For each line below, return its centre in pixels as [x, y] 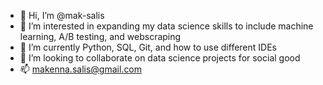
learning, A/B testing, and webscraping [100, 36]
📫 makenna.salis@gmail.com [81, 69]
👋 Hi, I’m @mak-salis [62, 15]
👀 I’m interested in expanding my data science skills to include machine [166, 26]
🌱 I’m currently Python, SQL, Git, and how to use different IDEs [148, 47]
